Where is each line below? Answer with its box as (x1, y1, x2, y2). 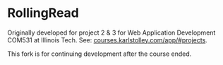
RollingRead (7, 5, 80, 21)
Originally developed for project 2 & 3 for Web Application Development (7, 28, 216, 37)
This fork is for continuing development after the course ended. (7, 49, 192, 58)
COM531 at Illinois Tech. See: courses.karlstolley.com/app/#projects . (7, 35, 208, 44)
